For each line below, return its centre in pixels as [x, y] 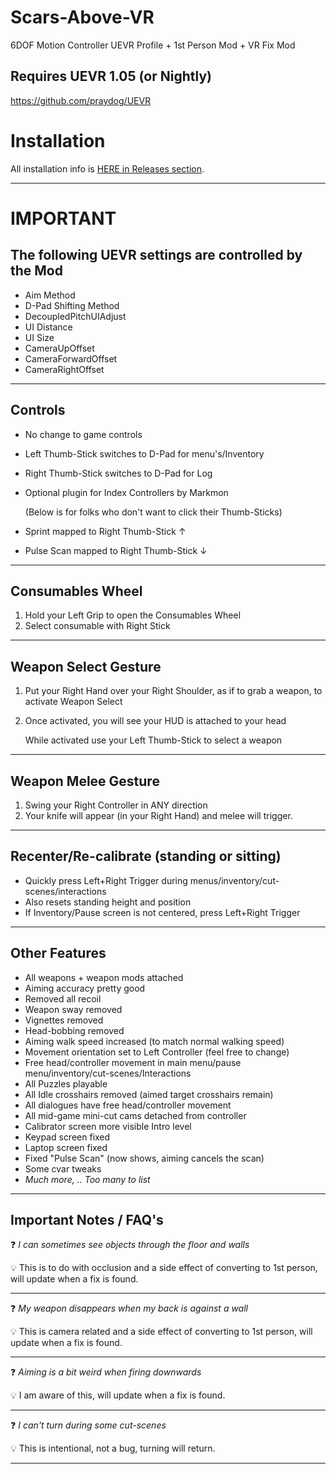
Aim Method [50, 295]
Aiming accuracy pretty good [85, 988]
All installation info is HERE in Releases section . [107, 168]
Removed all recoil [63, 998]
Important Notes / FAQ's [87, 1219]
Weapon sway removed [73, 1009]
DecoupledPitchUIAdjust [75, 316]
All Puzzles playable [66, 1083]
